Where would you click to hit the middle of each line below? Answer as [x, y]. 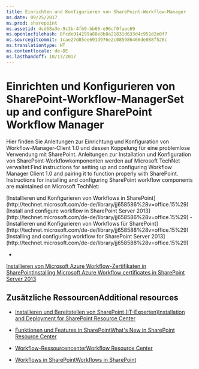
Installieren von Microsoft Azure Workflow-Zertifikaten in [76, 266]
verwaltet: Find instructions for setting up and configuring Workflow [89, 167]
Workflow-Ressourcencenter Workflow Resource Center [84, 348]
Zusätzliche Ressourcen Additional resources [92, 298]
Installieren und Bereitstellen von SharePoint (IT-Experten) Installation [100, 312]
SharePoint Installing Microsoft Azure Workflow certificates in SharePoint [96, 272]
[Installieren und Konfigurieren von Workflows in [66, 198]
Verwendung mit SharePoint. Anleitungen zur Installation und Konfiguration [99, 154]
